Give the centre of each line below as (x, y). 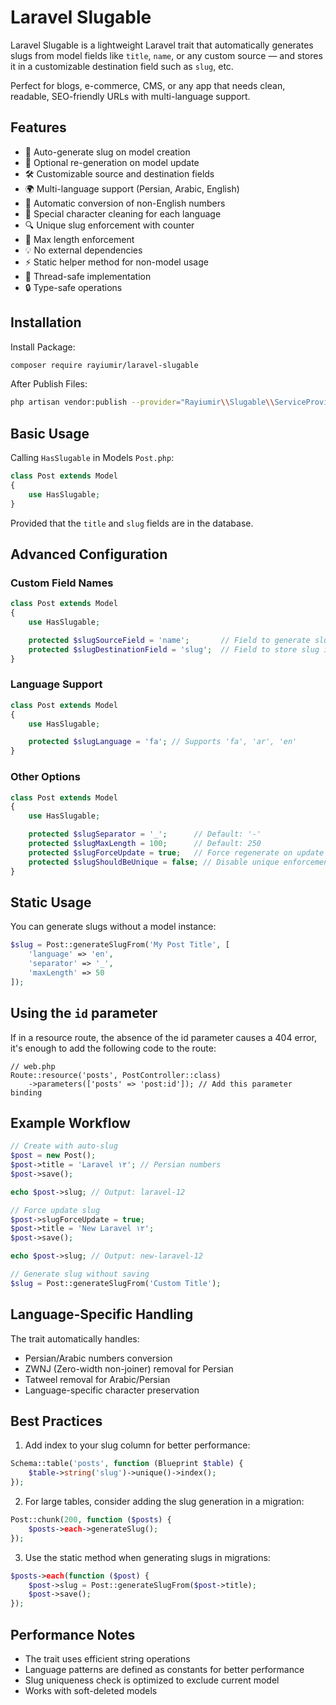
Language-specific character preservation (112, 1390)
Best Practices (56, 1421)
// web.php (33, 1066)
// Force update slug (55, 1210)
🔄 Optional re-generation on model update (112, 162)
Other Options (45, 777)
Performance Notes (73, 1634)
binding (26, 1092)
